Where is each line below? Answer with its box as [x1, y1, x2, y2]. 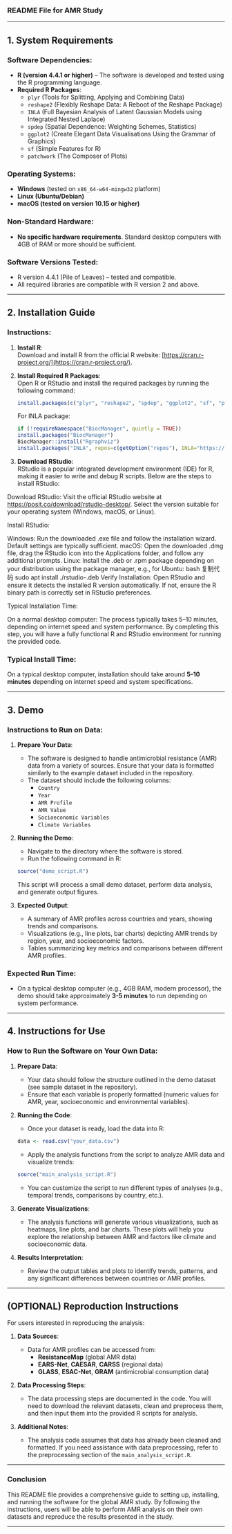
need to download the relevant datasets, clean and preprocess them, [27, 1402, 224, 1410]
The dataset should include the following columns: [27, 776, 171, 784]
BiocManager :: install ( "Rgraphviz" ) [17, 438, 120, 445]
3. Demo [7, 704, 44, 716]
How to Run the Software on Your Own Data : [7, 1046, 158, 1056]
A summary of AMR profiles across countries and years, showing [27, 914, 213, 923]
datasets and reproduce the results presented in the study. [7, 1512, 174, 1521]
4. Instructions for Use [7, 1025, 106, 1037]
